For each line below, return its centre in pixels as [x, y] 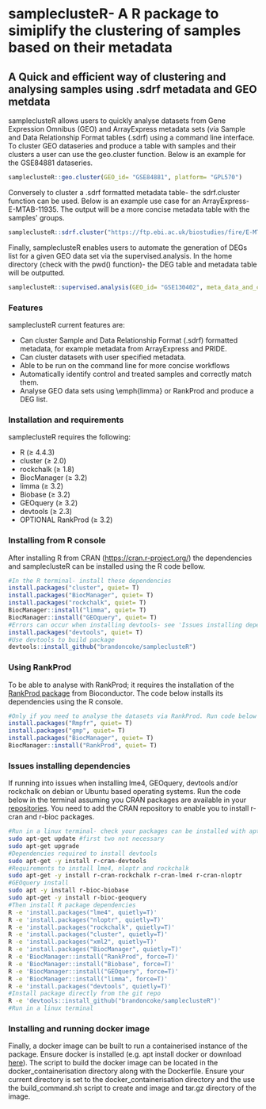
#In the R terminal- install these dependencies [90, 581]
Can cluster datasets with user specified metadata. [103, 357]
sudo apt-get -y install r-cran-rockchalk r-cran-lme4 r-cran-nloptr [125, 876]
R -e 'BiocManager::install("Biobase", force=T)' [92, 964]
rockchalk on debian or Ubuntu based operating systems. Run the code [125, 792]
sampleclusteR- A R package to [114, 14]
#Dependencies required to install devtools [83, 854]
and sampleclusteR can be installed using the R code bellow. [107, 566]
